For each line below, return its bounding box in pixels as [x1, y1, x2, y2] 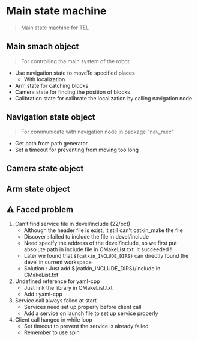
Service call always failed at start [14, 297, 97, 304]
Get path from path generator [14, 139, 88, 147]
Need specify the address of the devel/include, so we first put [23, 239, 177, 247]
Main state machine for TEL [20, 24, 89, 31]
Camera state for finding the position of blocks [14, 88, 131, 96]
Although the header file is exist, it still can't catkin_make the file [23, 227, 183, 234]
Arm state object [6, 184, 70, 194]
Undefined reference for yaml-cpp [14, 278, 100, 285]
